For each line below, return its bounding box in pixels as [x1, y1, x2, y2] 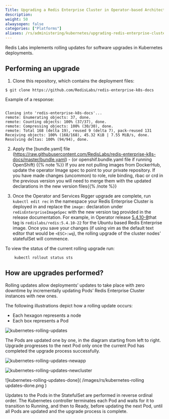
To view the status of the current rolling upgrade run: [5, 245, 115, 252]
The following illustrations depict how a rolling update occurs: [5, 302, 133, 308]
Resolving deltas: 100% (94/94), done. [5, 137, 89, 142]
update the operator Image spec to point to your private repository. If [12, 167, 155, 173]
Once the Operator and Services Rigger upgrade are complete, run [12, 193, 151, 199]
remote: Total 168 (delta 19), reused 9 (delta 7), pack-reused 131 [5, 128, 152, 133]
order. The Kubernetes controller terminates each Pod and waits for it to [5, 397, 154, 403]
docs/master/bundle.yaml [12, 156, 66, 162]
